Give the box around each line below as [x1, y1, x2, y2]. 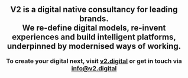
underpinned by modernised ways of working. [7, 41, 181, 52]
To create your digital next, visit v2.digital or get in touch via [6, 57, 182, 65]
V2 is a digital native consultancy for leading [10, 5, 178, 15]
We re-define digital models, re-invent [22, 23, 166, 33]
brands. [79, 14, 109, 24]
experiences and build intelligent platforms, [12, 32, 176, 42]
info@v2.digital [71, 64, 117, 72]
